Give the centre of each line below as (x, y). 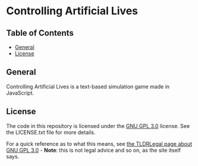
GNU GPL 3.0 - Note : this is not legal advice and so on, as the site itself (94, 150)
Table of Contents (40, 33)
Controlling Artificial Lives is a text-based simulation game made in (88, 86)
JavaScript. (20, 93)
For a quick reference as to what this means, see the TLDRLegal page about (99, 143)
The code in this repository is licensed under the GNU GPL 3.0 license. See (98, 126)
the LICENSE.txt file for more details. (51, 132)
